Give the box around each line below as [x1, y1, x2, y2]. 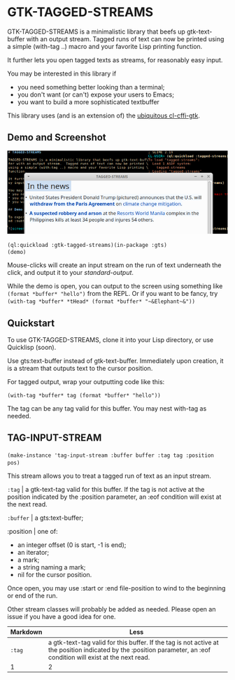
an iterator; [17, 548, 50, 556]
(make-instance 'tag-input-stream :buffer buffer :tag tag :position [7, 452, 215, 459]
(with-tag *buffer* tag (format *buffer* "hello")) [7, 392, 161, 399]
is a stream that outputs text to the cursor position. [7, 364, 153, 372]
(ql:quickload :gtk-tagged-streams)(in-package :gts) [7, 242, 168, 249]
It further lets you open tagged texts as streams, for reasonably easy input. [7, 55, 223, 64]
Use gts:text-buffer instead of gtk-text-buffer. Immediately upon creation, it [7, 356, 224, 364]
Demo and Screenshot [7, 132, 106, 143]
